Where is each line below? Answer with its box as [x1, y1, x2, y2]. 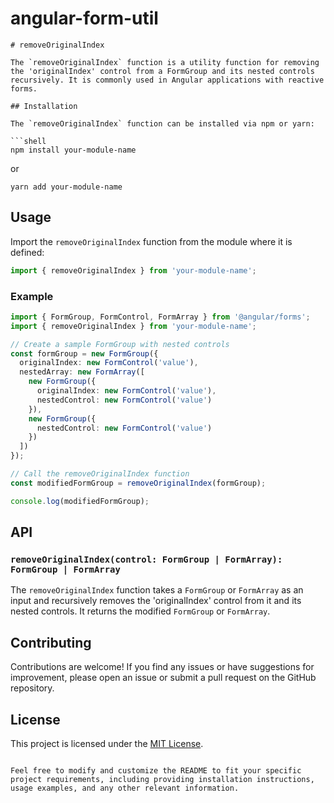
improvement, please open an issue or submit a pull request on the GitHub [10, 672, 317, 684]
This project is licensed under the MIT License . [10, 737, 204, 749]
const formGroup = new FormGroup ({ [10, 348, 159, 359]
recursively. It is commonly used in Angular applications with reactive [10, 75, 325, 85]
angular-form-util [10, 7, 159, 30]
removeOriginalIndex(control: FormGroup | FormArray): [10, 553, 283, 565]
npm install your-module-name [10, 145, 137, 155]
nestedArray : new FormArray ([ [19, 367, 145, 377]
